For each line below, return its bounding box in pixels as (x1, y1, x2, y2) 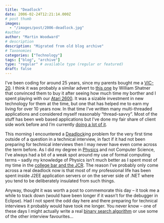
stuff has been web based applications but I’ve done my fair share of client (5, 116, 156, 122)
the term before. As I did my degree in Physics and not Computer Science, (5, 147, 155, 152)
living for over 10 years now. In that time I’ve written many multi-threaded (5, 106, 153, 112)
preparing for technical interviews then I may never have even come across (5, 142, 157, 147)
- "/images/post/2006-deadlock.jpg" (9, 25, 84, 30)
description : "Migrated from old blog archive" (5, 44, 104, 49)
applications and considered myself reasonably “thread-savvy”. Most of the (5, 111, 158, 117)
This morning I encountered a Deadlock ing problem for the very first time (5, 131, 153, 137)
